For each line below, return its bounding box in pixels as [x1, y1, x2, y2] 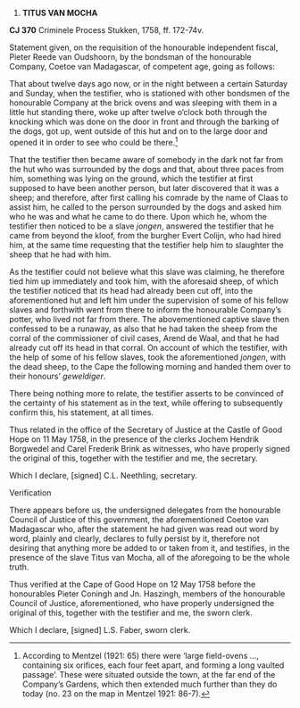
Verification [9, 487, 52, 498]
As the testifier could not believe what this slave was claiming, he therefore [9, 266, 286, 277]
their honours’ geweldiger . [9, 371, 106, 381]
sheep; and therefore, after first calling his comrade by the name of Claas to [9, 192, 288, 203]
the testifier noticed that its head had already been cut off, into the [9, 285, 253, 296]
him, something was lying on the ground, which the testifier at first [9, 173, 254, 184]
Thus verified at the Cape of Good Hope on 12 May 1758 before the [9, 579, 256, 589]
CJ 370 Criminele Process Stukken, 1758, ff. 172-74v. [9, 25, 204, 35]
